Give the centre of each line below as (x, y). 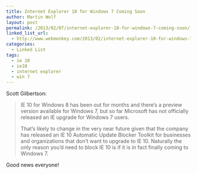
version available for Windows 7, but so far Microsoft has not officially (104, 111)
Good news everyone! (33, 165)
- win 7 (21, 77)
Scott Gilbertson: (26, 94)
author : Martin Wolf (31, 17)
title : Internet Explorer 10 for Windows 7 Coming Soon (76, 11)
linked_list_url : (27, 33)
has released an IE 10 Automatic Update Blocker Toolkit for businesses (106, 135)
